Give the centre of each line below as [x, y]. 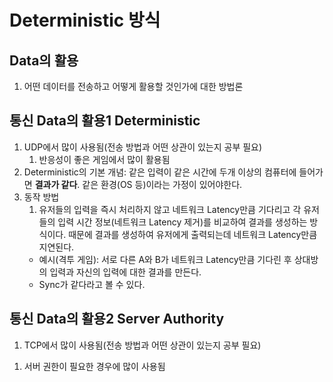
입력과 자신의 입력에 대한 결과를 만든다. [125, 272]
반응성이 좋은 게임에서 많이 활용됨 [104, 159]
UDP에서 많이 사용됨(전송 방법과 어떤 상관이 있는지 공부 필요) [143, 147]
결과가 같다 [56, 184]
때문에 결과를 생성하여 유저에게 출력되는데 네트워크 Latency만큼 [193, 234]
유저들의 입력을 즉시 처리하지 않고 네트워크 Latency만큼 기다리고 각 [170, 209]
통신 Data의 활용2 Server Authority [117, 319]
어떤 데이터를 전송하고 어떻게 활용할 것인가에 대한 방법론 [133, 86]
